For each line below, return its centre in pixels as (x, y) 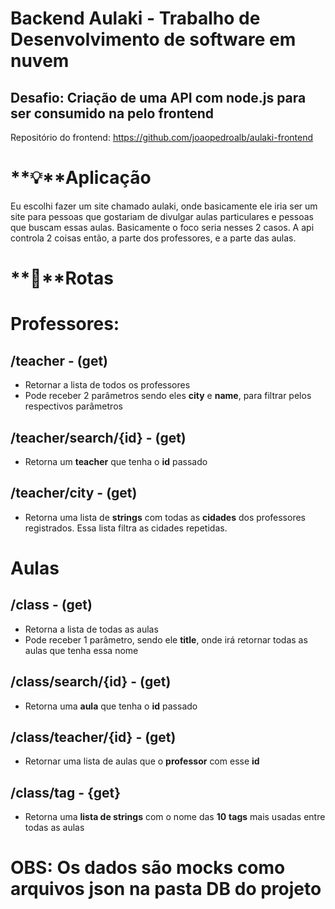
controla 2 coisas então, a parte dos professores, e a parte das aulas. (153, 238)
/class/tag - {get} (66, 792)
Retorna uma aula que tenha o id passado (111, 706)
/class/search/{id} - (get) (91, 682)
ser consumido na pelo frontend (112, 113)
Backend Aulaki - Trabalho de (135, 18)
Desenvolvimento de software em (153, 39)
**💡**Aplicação (81, 178)
